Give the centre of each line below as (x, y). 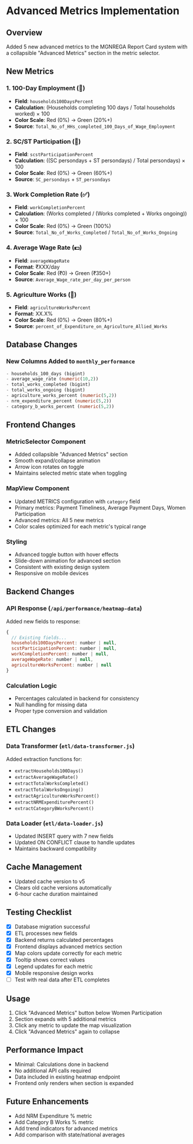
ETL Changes (31, 730)
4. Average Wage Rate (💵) (44, 247)
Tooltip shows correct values (50, 960)
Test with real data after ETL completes (62, 980)
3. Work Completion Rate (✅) (48, 194)
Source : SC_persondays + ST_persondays (62, 179)
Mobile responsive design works (54, 973)
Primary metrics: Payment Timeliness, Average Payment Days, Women (100, 507)
